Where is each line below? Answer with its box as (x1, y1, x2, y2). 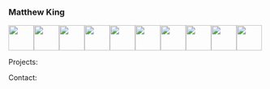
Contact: (8, 73, 38, 83)
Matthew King (8, 6, 65, 18)
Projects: (8, 57, 38, 67)
